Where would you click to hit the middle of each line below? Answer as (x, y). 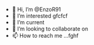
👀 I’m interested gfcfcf (40, 16)
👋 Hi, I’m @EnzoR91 (36, 9)
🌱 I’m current (28, 22)
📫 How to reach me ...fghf (45, 36)
